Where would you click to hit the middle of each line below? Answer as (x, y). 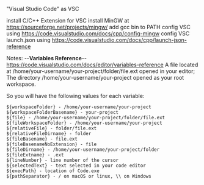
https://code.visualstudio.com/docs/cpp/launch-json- (119, 40)
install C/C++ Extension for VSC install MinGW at (68, 20)
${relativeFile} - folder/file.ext (52, 128)
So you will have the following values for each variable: (75, 96)
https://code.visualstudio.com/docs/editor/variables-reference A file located (102, 65)
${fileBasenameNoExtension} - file (52, 144)
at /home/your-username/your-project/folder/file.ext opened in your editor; (101, 71)
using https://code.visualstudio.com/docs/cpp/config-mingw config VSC (98, 33)
